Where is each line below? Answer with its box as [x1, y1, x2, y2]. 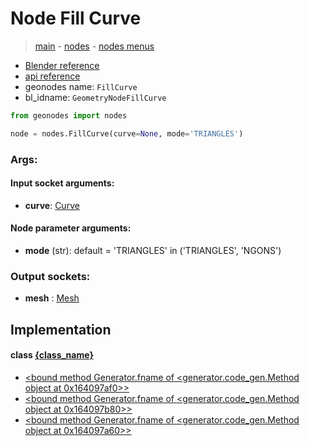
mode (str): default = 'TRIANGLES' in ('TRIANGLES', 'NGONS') [24, 245, 282, 257]
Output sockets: [10, 269, 91, 283]
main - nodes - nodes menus [34, 40, 155, 52]
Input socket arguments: [10, 177, 115, 189]
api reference [24, 70, 81, 82]
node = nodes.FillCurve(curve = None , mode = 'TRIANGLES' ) [10, 128, 244, 139]
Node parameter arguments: [10, 222, 132, 234]
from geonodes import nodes [10, 110, 128, 121]
